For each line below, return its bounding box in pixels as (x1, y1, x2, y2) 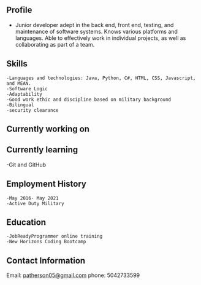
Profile (6, 5, 32, 15)
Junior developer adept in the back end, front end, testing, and (15, 21, 174, 28)
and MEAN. (6, 80, 32, 87)
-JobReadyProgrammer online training (6, 233, 103, 240)
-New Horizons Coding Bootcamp (6, 239, 86, 245)
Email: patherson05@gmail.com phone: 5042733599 (6, 271, 140, 279)
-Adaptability (6, 91, 43, 97)
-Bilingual (6, 101, 34, 108)
